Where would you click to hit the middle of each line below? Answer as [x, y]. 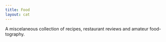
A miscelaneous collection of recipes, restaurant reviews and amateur [77, 28]
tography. [15, 34]
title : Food [17, 10]
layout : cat [17, 14]
